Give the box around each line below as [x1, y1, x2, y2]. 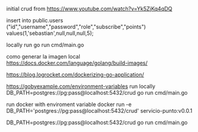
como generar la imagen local [6, 53, 80, 60]
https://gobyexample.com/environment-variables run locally [6, 83, 156, 90]
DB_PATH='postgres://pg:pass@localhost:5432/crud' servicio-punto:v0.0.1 [6, 107, 193, 114]
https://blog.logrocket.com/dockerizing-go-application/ [6, 71, 144, 78]
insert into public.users [6, 17, 63, 24]
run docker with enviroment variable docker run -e [6, 101, 132, 108]
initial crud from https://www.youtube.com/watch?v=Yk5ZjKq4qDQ [6, 5, 173, 12]
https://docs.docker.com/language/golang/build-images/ [6, 60, 148, 66]
